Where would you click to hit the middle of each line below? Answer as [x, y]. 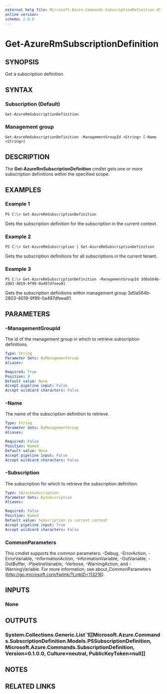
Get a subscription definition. [35, 74]
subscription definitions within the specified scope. [58, 174]
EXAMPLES [23, 190]
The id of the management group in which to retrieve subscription [73, 339]
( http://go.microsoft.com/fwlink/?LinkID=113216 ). [55, 575]
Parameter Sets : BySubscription [39, 497]
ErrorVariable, [19, 559]
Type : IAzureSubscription [32, 493]
